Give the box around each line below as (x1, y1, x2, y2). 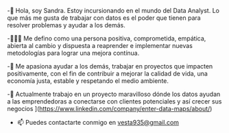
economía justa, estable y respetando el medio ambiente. (7, 77, 169, 85)
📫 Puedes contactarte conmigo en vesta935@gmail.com (16, 119, 180, 126)
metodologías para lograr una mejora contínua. (7, 49, 140, 57)
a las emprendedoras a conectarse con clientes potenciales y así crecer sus (7, 97, 222, 106)
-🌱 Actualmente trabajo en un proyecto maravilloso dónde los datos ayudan (7, 90, 221, 98)
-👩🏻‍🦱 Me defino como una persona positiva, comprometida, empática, (7, 34, 206, 43)
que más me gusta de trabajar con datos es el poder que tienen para (7, 14, 201, 22)
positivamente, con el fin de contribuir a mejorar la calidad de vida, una (7, 69, 208, 77)
